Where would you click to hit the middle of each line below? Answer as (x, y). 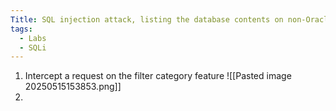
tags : (21, 29)
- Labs (33, 38)
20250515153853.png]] (73, 87)
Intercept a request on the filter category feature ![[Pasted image (158, 76)
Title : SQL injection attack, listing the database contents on (147, 19)
